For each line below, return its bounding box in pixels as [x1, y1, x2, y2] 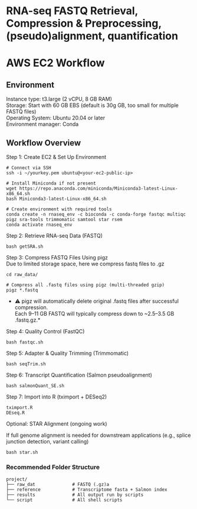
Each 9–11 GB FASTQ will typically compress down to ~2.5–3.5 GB [14, 310, 175, 317]
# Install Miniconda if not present [6, 180, 96, 186]
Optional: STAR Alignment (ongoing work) [6, 420, 107, 427]
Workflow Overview [6, 138, 81, 148]
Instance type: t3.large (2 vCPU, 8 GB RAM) [6, 96, 112, 103]
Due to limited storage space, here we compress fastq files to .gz [6, 260, 165, 267]
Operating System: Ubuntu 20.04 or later [6, 114, 105, 122]
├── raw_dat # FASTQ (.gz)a [6, 482, 110, 488]
